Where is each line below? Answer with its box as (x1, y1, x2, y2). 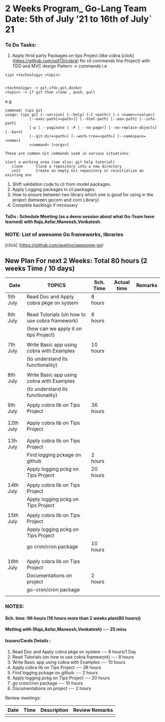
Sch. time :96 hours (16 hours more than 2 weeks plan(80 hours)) (5, 615, 141, 621)
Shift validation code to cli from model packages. (12, 181, 111, 187)
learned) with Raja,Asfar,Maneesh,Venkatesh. (5, 219, 102, 225)
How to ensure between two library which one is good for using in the (12, 192, 154, 197)
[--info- (139, 117, 157, 122)
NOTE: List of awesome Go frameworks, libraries (5, 231, 124, 238)
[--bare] (5, 130, 23, 134)
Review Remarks (73, 706, 113, 713)
